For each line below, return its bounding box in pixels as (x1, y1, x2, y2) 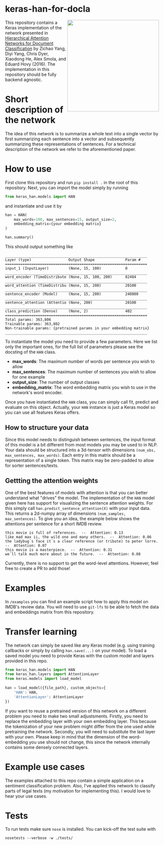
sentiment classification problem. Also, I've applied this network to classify (5, 782, 155, 788)
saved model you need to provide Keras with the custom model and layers (5, 653, 154, 658)
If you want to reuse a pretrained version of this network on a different (5, 708, 146, 714)
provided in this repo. (5, 658, 48, 664)
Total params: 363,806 (5, 317, 51, 322)
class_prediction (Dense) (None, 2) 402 (5, 309, 132, 314)
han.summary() (5, 235, 34, 240)
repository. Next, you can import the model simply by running (5, 185, 128, 190)
